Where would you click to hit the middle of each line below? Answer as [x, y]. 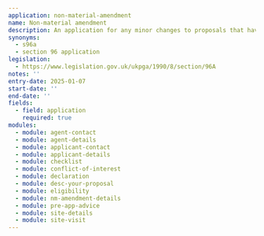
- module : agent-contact [56, 132]
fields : [21, 103]
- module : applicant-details [63, 154]
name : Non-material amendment [58, 23]
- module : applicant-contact [63, 147]
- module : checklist [49, 162]
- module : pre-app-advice [58, 205]
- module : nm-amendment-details [68, 198]
